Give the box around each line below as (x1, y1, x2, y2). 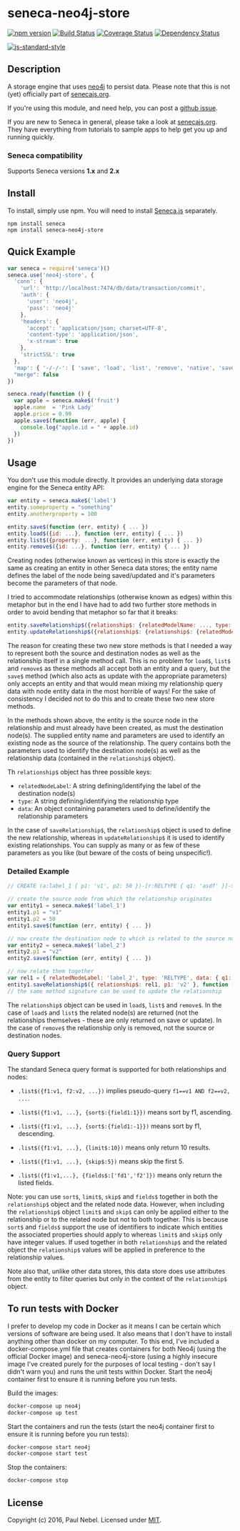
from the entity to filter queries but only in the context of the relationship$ (7, 1274, 227, 1283)
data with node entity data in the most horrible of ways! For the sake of (7, 687, 216, 696)
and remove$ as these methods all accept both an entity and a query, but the (7, 664, 231, 673)
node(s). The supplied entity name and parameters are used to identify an (7, 731, 225, 740)
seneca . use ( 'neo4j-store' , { (7, 271, 94, 279)
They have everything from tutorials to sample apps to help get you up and (7, 125, 227, 134)
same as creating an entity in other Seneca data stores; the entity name (7, 564, 218, 572)
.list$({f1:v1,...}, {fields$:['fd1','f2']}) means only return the (17, 1170, 223, 1180)
